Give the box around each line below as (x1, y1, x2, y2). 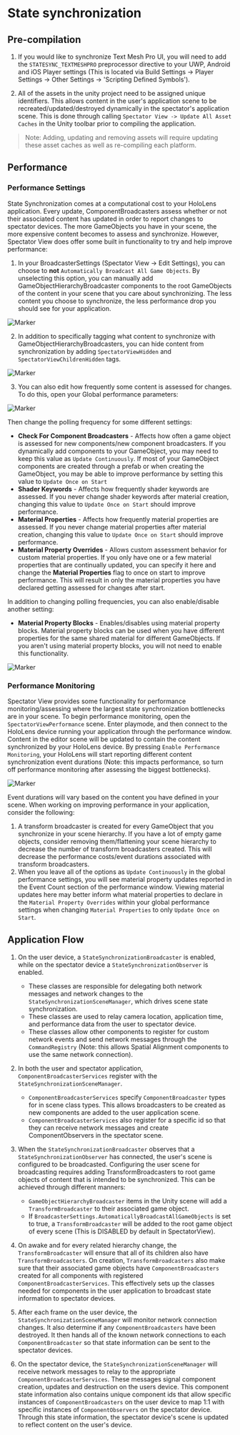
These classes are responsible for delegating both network (28, 981, 202, 990)
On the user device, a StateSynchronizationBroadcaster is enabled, (17, 953, 216, 961)
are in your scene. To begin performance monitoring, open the (7, 712, 191, 720)
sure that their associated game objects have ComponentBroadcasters (17, 1263, 219, 1272)
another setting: (7, 605, 54, 613)
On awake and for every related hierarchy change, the (17, 1241, 177, 1249)
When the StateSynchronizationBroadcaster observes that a (17, 1145, 195, 1153)
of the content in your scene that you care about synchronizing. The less (17, 289, 232, 297)
